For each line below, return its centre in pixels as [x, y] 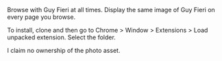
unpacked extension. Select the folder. [62, 37]
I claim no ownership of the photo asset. [64, 50]
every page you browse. [41, 17]
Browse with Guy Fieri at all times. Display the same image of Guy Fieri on [111, 10]
